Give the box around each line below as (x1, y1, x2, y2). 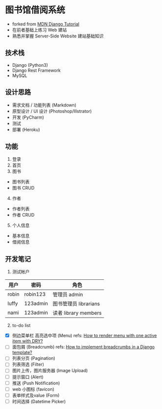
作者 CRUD (12, 212, 35, 218)
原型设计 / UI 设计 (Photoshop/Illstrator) (12, 108, 92, 114)
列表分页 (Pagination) (12, 355, 55, 361)
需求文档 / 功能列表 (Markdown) (12, 102, 77, 108)
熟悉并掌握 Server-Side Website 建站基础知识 (12, 33, 104, 39)
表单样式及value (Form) (12, 392, 60, 398)
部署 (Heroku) (12, 126, 40, 133)
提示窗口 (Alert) (12, 374, 44, 380)
